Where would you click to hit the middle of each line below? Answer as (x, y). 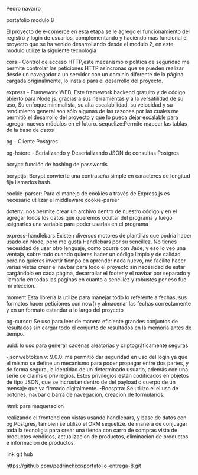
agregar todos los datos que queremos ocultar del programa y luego (89, 218)
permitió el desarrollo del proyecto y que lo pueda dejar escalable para (92, 117)
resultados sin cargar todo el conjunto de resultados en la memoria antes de (99, 328)
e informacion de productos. (41, 443)
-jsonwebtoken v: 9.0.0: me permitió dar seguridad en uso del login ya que (97, 357)
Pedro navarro (24, 9)
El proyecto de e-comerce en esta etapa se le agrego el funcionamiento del (98, 31)
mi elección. (21, 286)
